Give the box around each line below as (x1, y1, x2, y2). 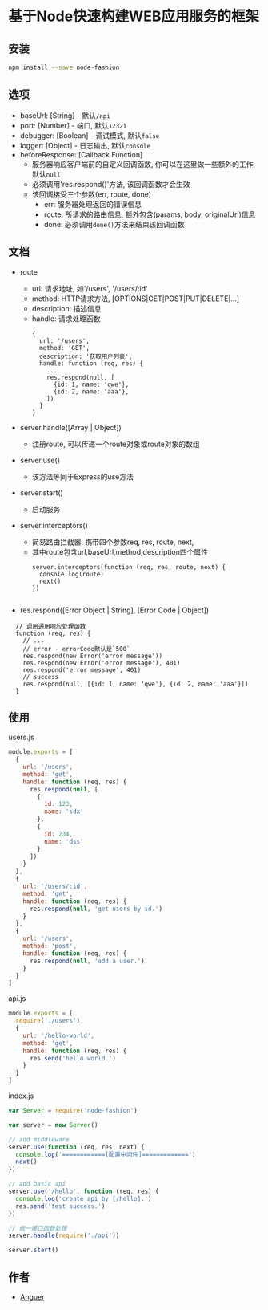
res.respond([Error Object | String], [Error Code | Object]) (19, 605, 210, 615)
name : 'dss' (43, 837, 84, 845)
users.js (8, 732, 34, 742)
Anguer (19, 1292, 46, 1301)
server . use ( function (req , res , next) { (8, 1143, 146, 1151)
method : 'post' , (22, 942, 78, 950)
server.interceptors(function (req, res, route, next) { (31, 563, 226, 571)
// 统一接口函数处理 (8, 1224, 67, 1232)
